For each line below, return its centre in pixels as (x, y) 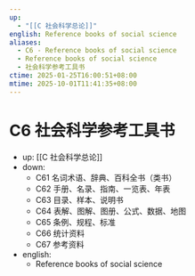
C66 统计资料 (60, 233)
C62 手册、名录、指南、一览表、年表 (103, 189)
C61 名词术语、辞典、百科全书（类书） (106, 177)
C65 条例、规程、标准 (75, 222)
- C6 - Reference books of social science (97, 51)
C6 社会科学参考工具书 (92, 130)
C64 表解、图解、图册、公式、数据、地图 (111, 211)
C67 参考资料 (60, 244)
